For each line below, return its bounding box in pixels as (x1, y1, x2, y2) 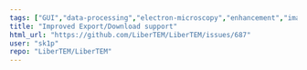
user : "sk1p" (9, 38, 59, 48)
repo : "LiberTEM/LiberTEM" (9, 47, 112, 56)
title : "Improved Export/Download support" (9, 22, 178, 31)
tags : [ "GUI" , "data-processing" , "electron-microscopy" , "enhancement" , (9, 13, 284, 23)
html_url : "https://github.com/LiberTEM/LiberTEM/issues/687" (9, 30, 251, 39)
